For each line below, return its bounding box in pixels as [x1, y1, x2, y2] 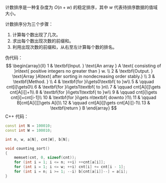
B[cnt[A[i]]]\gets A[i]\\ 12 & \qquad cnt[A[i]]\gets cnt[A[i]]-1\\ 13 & [16, 100, 151, 105]
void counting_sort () [5, 146, 50, 151]
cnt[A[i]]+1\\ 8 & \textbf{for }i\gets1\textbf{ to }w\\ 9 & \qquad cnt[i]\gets [9, 89, 158, 95]
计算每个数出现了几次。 [12, 32, 61, 37]
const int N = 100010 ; [5, 123, 52, 128]
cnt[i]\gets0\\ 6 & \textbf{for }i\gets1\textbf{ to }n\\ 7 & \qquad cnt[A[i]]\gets [6, 84, 161, 90]
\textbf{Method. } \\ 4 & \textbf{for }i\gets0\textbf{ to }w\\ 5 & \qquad [13, 79, 154, 85]
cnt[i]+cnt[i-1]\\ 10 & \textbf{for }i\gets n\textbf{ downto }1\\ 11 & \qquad [10, 94, 157, 100]
